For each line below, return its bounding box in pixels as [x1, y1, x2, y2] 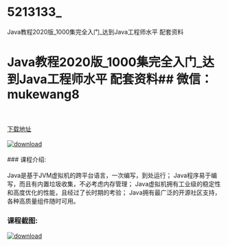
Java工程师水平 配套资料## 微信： [19, 71, 213, 87]
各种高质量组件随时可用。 [7, 197, 80, 205]
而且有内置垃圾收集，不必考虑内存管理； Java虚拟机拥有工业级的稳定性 [19, 179, 221, 188]
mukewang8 [7, 87, 80, 102]
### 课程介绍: [7, 155, 47, 164]
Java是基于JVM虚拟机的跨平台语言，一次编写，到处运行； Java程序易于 [7, 171, 212, 179]
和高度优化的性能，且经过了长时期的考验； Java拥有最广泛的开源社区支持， [7, 188, 221, 197]
